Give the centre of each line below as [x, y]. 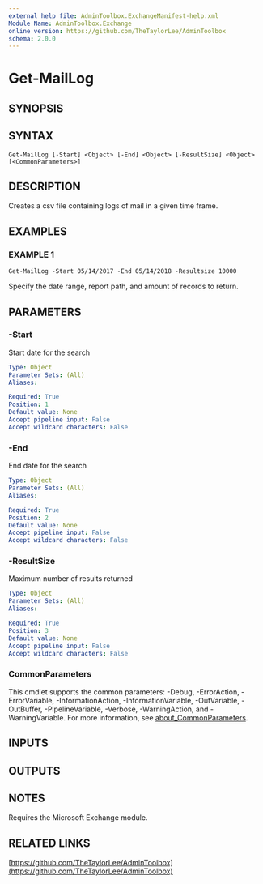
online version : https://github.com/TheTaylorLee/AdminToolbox [117, 31]
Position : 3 [28, 630]
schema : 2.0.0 [32, 38]
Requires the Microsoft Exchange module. [78, 818]
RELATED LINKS [49, 843]
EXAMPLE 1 [32, 254]
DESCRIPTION [45, 187]
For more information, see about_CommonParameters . [158, 717]
